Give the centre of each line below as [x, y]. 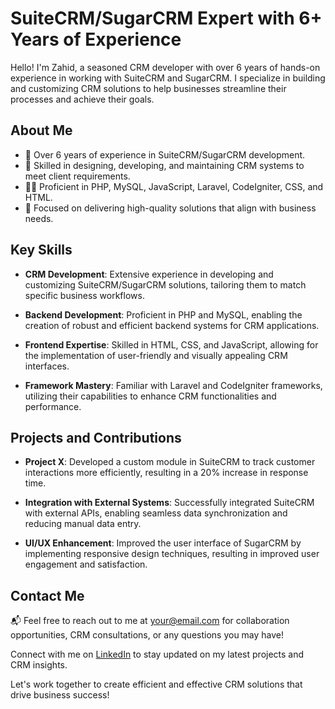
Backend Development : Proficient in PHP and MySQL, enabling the [163, 314]
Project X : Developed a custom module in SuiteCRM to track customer [170, 462]
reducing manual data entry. [83, 524]
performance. [53, 406]
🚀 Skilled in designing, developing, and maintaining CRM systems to [164, 165]
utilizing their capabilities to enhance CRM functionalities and [150, 396]
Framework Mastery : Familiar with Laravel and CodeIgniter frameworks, [173, 385]
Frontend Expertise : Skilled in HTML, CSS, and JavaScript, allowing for [171, 344]
